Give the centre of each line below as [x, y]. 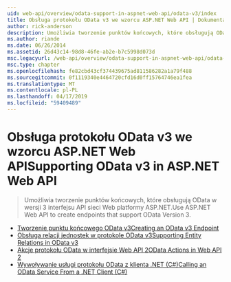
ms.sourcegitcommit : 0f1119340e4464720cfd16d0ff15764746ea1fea [100, 77]
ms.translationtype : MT [41, 84]
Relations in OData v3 [48, 242]
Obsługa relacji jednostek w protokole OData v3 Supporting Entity [109, 235]
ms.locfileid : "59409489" [44, 103]
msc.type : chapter [33, 65]
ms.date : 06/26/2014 [37, 45]
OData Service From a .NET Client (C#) [72, 272]
